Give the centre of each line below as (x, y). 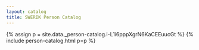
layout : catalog (26, 12)
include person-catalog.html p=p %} (51, 40)
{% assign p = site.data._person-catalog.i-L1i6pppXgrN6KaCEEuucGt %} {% (100, 34)
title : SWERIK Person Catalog (44, 17)
